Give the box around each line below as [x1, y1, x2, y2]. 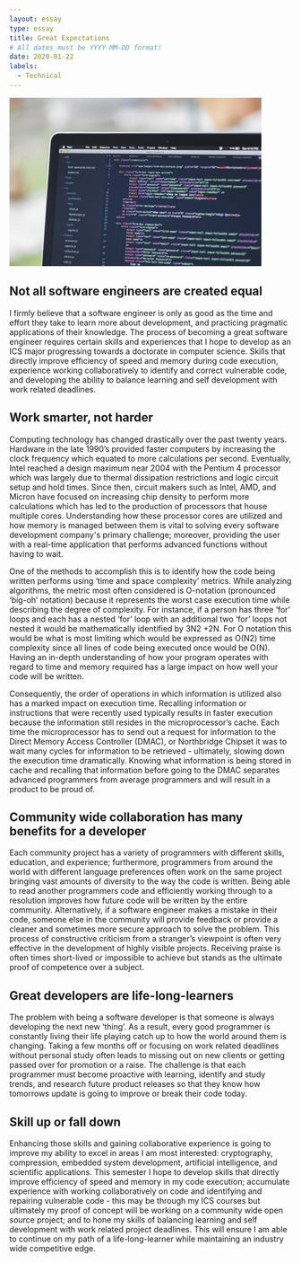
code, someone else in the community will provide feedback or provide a [9, 914, 279, 925]
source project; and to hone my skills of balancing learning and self [9, 1214, 258, 1225]
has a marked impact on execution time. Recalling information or [9, 697, 247, 709]
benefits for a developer [9, 823, 147, 839]
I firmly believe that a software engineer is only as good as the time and [9, 307, 273, 318]
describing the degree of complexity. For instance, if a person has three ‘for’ [9, 604, 291, 614]
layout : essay [9, 14, 63, 23]
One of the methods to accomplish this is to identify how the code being [9, 566, 276, 577]
